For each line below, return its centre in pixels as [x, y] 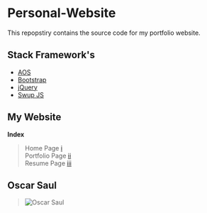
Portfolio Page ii [48, 155]
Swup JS [30, 94]
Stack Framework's [51, 55]
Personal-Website [62, 13]
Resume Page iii [48, 163]
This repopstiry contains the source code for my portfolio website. [104, 33]
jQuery [27, 87]
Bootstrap [32, 80]
